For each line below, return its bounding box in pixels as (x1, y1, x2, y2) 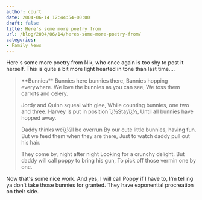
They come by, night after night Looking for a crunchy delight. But (21, 150, 185, 157)
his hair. (21, 139, 41, 146)
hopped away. (21, 114, 57, 121)
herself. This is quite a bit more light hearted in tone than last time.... (6, 65, 175, 72)
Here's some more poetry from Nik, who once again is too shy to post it (6, 58, 184, 66)
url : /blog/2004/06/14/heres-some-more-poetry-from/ (6, 31, 142, 37)
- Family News (6, 43, 42, 49)
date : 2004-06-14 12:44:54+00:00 (6, 14, 90, 20)
